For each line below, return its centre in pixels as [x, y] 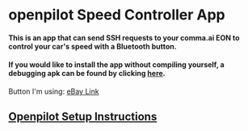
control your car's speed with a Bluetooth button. [92, 46]
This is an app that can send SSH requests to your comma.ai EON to [124, 37]
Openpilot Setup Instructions [83, 117]
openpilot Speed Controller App [117, 15]
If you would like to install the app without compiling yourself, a [116, 65]
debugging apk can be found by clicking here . [87, 74]
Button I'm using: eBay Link [54, 91]
